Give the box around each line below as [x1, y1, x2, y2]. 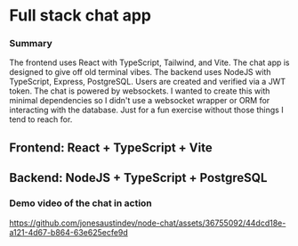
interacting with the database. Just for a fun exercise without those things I [9, 104, 284, 116]
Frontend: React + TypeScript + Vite [9, 140, 213, 155]
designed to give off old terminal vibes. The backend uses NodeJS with [9, 67, 271, 78]
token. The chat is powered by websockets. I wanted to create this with [9, 86, 270, 96]
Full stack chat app [9, 5, 152, 26]
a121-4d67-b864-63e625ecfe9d [9, 226, 129, 237]
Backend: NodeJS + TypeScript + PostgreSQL [9, 170, 268, 185]
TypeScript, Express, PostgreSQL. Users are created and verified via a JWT [9, 77, 286, 87]
